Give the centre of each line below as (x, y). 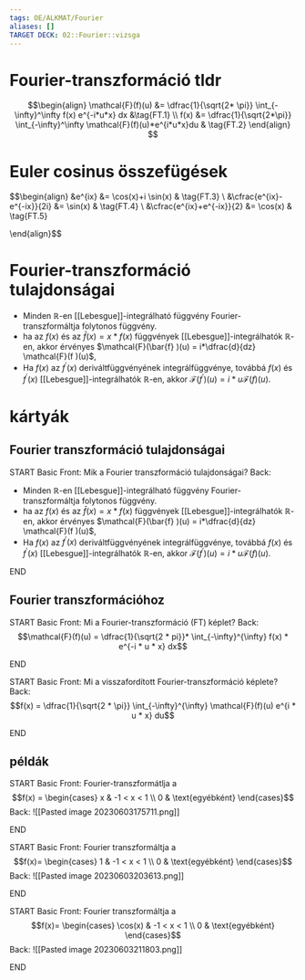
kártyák (40, 416)
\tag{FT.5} (29, 216)
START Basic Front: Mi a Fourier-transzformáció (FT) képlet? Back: (134, 622)
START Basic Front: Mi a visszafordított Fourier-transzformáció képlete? (144, 681)
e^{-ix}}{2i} (30, 206)
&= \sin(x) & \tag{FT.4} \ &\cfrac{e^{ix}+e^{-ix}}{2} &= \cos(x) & (173, 206)
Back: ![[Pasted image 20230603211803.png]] (96, 950)
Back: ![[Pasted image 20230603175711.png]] (95, 812)
